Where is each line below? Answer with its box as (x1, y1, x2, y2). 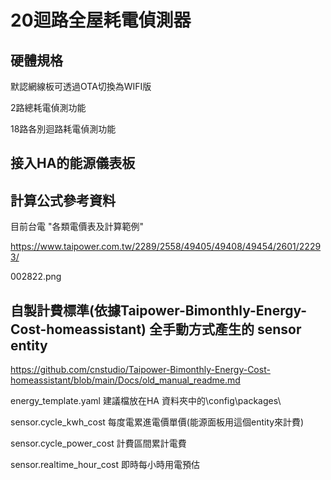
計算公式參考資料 (10, 192, 116, 209)
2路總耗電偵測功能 (10, 102, 87, 113)
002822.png (10, 271, 62, 283)
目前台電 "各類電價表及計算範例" (10, 221, 144, 233)
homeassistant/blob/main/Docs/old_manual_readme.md (10, 374, 241, 386)
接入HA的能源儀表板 (10, 155, 136, 172)
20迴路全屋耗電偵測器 (10, 9, 192, 32)
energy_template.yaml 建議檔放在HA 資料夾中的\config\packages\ (10, 395, 282, 407)
